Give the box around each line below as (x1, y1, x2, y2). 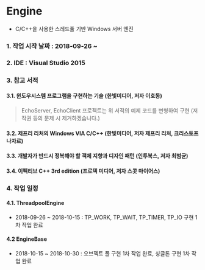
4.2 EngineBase (6, 235, 48, 243)
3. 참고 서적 (6, 76, 38, 85)
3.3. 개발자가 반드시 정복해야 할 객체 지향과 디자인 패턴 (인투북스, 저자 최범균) (6, 152, 189, 159)
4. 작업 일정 (6, 184, 38, 192)
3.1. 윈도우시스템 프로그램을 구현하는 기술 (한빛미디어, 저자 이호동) (6, 92, 163, 100)
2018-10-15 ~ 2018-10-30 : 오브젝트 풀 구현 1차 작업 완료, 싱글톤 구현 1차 (15, 250, 190, 257)
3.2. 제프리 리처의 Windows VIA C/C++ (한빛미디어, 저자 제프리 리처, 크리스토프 (6, 130, 199, 137)
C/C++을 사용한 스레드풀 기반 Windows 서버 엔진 (15, 25, 134, 32)
